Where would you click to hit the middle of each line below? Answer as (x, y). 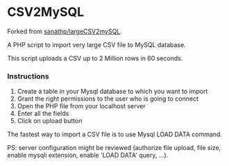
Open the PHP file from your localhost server (81, 106)
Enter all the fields (43, 114)
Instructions (28, 76)
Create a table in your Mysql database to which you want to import (112, 92)
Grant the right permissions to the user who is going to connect (108, 99)
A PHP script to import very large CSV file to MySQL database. (96, 44)
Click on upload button (50, 121)
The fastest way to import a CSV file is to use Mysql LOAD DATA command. (114, 134)
